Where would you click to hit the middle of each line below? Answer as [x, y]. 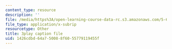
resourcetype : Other [27, 29]
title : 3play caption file [34, 34]
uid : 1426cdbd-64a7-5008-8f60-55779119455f [52, 39]
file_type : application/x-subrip [41, 24]
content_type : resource [31, 10]
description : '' [23, 15]
